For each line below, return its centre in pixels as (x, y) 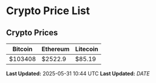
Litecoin (87, 49)
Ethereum (55, 49)
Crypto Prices (32, 33)
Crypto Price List (48, 11)
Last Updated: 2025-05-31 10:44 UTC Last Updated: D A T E (78, 74)
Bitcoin (23, 49)
